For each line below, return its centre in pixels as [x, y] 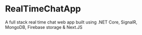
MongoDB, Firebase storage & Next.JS [44, 27]
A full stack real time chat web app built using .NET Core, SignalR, [71, 22]
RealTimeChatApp [43, 9]
